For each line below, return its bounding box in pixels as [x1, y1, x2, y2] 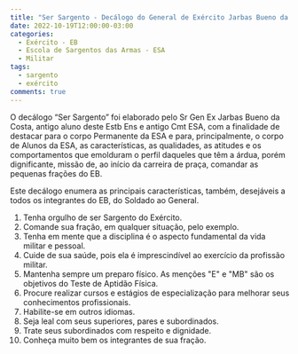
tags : [10, 63, 30, 72]
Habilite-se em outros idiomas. [22, 306, 136, 317]
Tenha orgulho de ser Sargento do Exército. [22, 212, 183, 223]
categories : [10, 29, 54, 38]
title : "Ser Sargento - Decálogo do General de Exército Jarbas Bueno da [10, 12, 289, 22]
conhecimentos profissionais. [22, 296, 131, 307]
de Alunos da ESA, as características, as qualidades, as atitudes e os [10, 139, 262, 151]
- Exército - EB [18, 37, 78, 47]
